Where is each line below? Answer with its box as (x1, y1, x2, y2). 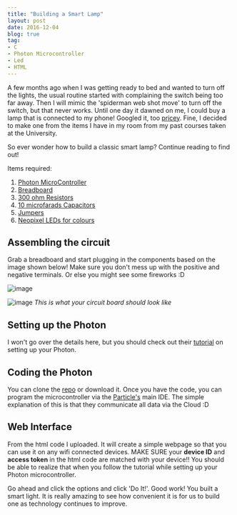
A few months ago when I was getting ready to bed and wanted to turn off (7, 83, 225, 91)
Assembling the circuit (7, 236, 111, 249)
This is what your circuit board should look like (34, 298, 172, 307)
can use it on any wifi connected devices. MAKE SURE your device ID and (7, 447, 226, 456)
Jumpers (17, 208, 44, 216)
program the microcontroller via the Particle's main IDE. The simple (7, 393, 205, 401)
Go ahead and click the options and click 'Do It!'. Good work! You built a (7, 484, 218, 493)
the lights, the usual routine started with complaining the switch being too (7, 91, 223, 99)
